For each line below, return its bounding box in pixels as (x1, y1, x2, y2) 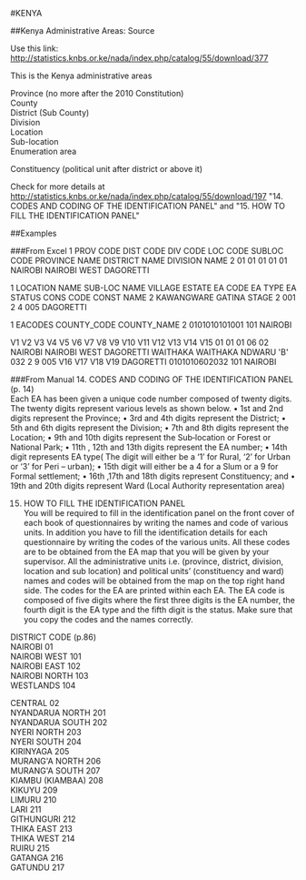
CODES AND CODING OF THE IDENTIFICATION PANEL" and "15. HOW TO (10, 200, 285, 211)
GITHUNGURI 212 (10, 814, 76, 824)
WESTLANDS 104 (10, 680, 76, 691)
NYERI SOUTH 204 (10, 736, 83, 747)
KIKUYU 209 (10, 784, 58, 795)
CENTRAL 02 (10, 698, 60, 708)
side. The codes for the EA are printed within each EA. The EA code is (23, 585, 285, 595)
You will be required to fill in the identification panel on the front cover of (23, 508, 295, 518)
